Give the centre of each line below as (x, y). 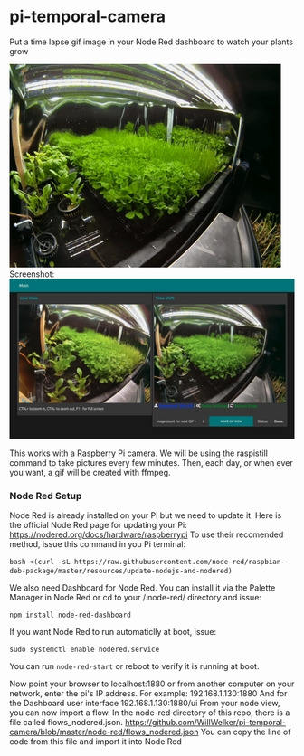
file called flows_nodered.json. (66, 723)
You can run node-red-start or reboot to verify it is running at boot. (134, 666)
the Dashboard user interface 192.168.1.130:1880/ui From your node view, (145, 704)
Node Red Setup (46, 496)
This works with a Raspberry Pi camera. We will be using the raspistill (139, 453)
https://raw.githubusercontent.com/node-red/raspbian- (179, 562)
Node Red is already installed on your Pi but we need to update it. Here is (146, 515)
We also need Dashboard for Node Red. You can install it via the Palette (142, 588)
